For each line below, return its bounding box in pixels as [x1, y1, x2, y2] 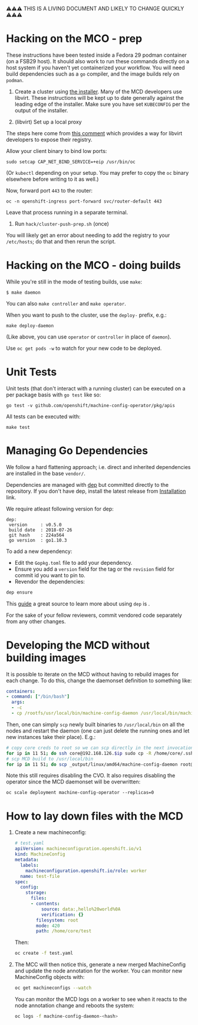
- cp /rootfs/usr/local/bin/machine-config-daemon [11, 710, 138, 717]
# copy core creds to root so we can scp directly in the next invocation [6, 744, 194, 751]
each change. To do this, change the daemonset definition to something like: [6, 676, 192, 684]
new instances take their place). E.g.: [6, 733, 96, 740]
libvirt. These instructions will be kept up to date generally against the [14, 94, 184, 101]
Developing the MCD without [6, 638, 150, 652]
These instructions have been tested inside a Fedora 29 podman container [6, 51, 187, 58]
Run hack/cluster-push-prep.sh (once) [14, 220, 109, 227]
